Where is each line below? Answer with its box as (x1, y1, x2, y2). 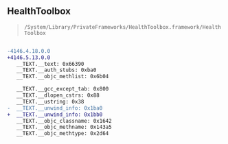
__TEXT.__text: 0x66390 (16, 60, 84, 67)
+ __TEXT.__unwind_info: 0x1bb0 (7, 111, 103, 118)
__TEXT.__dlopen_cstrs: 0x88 (16, 92, 100, 99)
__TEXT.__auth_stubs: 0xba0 (16, 67, 97, 74)
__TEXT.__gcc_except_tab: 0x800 (16, 86, 109, 93)
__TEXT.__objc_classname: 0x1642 (16, 117, 112, 124)
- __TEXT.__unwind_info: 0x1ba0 (7, 104, 103, 112)
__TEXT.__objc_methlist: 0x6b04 (16, 73, 109, 80)
